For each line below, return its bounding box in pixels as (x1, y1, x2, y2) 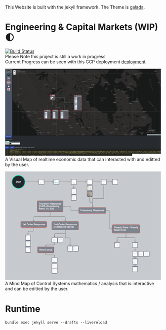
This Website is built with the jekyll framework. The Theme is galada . (5, 4, 145, 10)
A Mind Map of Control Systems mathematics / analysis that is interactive (5, 281, 154, 287)
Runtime (5, 303, 41, 314)
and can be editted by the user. (5, 286, 69, 292)
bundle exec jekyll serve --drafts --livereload (5, 320, 107, 325)
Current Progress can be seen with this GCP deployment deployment (5, 59, 146, 65)
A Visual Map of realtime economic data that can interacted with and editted (5, 157, 160, 163)
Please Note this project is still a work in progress (5, 53, 106, 59)
